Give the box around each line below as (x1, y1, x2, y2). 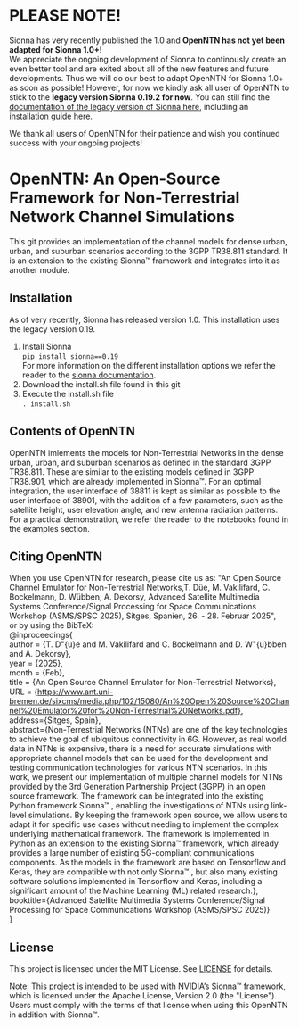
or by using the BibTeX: (9, 620, 94, 631)
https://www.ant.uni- (36, 686, 114, 697)
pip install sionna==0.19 (21, 352, 118, 361)
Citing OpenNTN (9, 549, 102, 564)
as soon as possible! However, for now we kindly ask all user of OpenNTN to (9, 82, 290, 93)
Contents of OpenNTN (9, 424, 136, 439)
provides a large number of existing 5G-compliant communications (9, 848, 255, 858)
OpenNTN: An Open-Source (9, 169, 221, 189)
